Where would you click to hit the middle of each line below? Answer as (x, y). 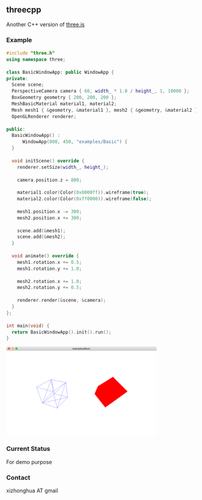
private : (17, 78)
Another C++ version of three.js (46, 24)
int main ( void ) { (28, 326)
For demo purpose (29, 462)
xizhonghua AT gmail (32, 490)
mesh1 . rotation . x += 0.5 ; (50, 262)
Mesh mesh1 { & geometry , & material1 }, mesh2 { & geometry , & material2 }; (106, 110)
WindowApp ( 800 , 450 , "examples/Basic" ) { (75, 142)
